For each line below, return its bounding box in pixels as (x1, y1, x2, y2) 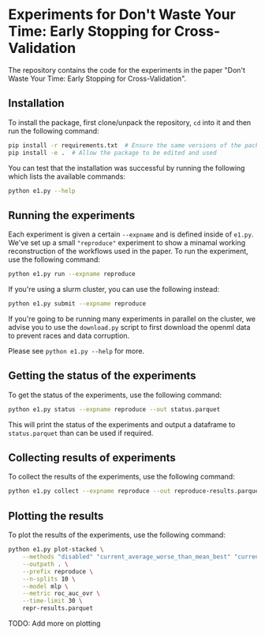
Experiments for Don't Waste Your (8, 6, 237, 24)
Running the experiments (8, 208, 136, 222)
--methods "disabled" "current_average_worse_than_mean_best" (22, 553, 231, 561)
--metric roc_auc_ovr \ (22, 589, 101, 598)
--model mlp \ (22, 582, 69, 590)
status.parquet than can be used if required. (8, 428, 154, 437)
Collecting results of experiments (8, 451, 176, 464)
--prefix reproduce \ (22, 567, 93, 575)
